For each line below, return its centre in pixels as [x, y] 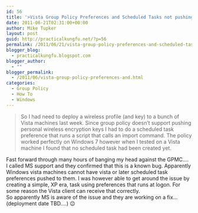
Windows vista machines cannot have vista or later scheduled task [87, 172]
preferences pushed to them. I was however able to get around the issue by [98, 178]
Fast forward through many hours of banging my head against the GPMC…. [98, 159]
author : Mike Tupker [32, 28]
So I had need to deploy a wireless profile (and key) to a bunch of [100, 117]
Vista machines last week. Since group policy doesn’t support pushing [106, 122]
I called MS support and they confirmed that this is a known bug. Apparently [99, 166]
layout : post [22, 34]
